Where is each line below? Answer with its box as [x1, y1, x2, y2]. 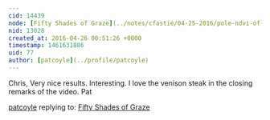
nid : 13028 [8, 26, 45, 34]
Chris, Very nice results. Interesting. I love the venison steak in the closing [8, 78, 253, 88]
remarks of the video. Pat [8, 86, 92, 96]
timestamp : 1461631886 [8, 42, 84, 50]
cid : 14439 [8, 11, 45, 20]
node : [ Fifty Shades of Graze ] [8, 19, 113, 27]
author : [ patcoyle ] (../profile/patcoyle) [8, 57, 149, 65]
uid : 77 [8, 49, 35, 57]
